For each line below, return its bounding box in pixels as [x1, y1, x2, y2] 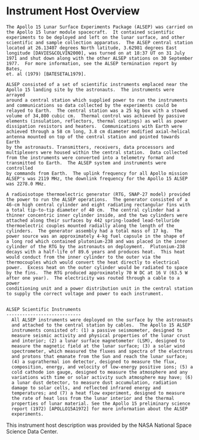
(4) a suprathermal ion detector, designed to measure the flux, [11, 359, 178, 365]
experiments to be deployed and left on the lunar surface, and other [6, 34, 185, 40]
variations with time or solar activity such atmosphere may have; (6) [11, 374, 194, 380]
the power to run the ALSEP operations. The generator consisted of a [6, 196, 188, 203]
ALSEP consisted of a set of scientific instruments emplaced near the [6, 81, 188, 87]
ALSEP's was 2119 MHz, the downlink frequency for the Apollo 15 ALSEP [6, 175, 188, 182]
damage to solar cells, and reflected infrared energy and [11, 384, 161, 391]
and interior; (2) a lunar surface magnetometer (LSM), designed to [11, 338, 185, 344]
